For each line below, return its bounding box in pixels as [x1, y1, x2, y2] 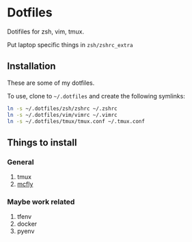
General [7, 157, 34, 167]
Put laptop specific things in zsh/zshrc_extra [7, 40, 133, 49]
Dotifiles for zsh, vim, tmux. [7, 27, 84, 36]
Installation [7, 60, 56, 72]
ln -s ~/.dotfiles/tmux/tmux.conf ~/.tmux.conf [7, 118, 146, 124]
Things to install [7, 137, 77, 148]
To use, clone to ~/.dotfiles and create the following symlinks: [7, 92, 186, 100]
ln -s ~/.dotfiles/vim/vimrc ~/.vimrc [7, 111, 118, 118]
